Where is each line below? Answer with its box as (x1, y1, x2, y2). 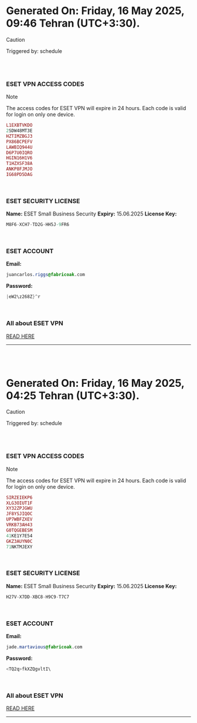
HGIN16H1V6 (6, 155, 33, 161)
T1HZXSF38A (6, 161, 33, 167)
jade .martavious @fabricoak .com (6, 644, 83, 650)
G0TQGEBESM (6, 527, 33, 533)
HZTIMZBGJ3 (6, 133, 33, 139)
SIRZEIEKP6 (6, 495, 33, 500)
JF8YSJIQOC (6, 511, 33, 517)
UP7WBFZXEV (6, 516, 33, 522)
